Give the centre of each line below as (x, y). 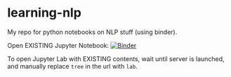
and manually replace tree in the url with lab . (73, 66)
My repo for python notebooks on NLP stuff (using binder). (92, 32)
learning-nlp (45, 13)
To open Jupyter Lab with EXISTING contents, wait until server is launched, (116, 59)
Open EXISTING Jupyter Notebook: (58, 45)
